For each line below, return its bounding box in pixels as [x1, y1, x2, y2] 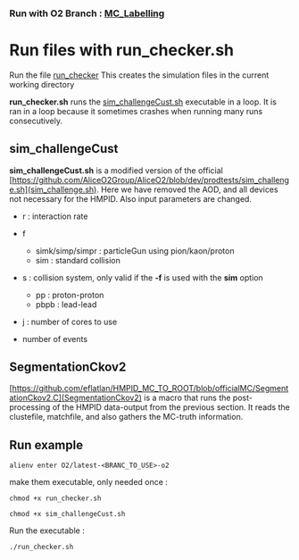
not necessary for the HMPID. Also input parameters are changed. [9, 193, 253, 204]
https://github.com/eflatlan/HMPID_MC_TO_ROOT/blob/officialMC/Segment [12, 383, 289, 394]
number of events [21, 333, 87, 344]
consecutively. [9, 115, 62, 126]
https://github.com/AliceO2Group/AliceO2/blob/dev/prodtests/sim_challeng [12, 174, 290, 185]
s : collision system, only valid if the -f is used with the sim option [21, 272, 263, 283]
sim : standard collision [35, 255, 120, 265]
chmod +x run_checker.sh [9, 494, 102, 503]
